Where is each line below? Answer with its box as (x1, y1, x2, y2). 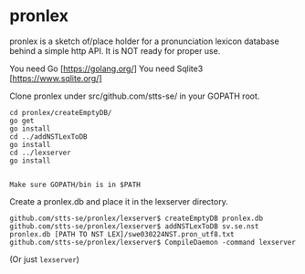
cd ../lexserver (9, 148, 71, 157)
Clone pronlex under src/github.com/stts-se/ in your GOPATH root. (9, 90, 260, 101)
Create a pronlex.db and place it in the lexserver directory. (9, 195, 228, 206)
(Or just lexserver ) (9, 253, 80, 265)
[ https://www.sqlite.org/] (9, 72, 102, 83)
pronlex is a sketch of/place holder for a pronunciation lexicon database (9, 36, 280, 47)
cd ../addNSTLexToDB (9, 132, 89, 142)
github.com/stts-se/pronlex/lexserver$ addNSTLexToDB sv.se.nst (9, 221, 259, 231)
